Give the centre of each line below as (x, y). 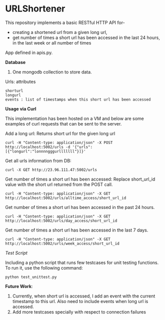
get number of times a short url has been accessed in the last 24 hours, (86, 37)
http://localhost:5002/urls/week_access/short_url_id (62, 243)
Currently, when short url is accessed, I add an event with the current (84, 296)
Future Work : (19, 286)
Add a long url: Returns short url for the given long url (60, 133)
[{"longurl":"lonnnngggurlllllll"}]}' (45, 151)
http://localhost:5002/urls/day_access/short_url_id (61, 220)
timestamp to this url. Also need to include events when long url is (80, 301)
